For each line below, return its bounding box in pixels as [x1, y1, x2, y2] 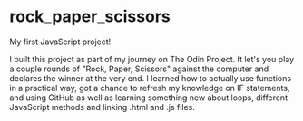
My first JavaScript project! [9, 36, 112, 47]
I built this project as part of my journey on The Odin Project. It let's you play [9, 53, 295, 64]
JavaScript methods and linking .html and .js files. [9, 101, 195, 112]
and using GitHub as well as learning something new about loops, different [9, 92, 288, 103]
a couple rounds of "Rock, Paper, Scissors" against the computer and [9, 63, 269, 74]
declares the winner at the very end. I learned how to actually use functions [9, 72, 292, 83]
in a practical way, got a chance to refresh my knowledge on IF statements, [9, 82, 290, 93]
